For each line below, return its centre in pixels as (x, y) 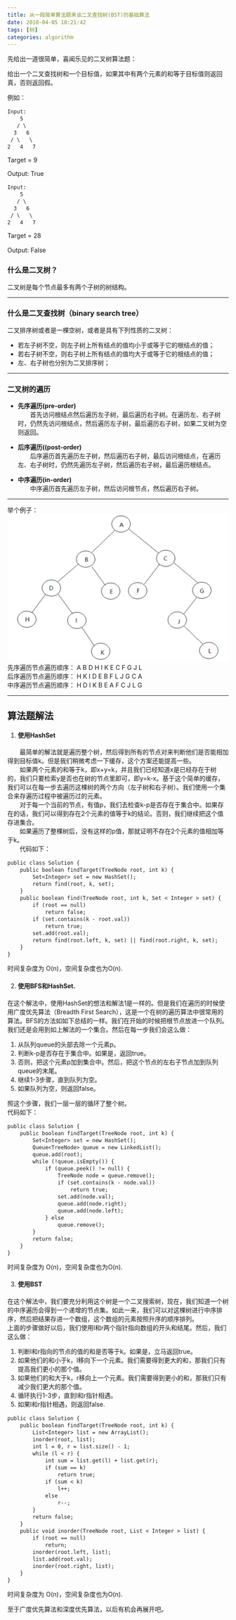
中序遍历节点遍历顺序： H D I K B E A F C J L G (75, 685)
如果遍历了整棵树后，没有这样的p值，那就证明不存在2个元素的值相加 (119, 831)
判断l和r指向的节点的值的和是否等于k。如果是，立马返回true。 (107, 1351)
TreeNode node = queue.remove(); (106, 1175)
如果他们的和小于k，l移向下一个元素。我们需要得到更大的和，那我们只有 (122, 1360)
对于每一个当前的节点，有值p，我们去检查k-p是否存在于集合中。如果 (118, 805)
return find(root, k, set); (73, 884)
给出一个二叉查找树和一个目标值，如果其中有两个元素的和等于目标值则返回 (115, 74)
